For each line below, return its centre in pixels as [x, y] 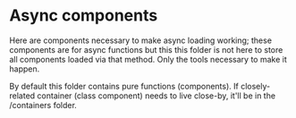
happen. [25, 69]
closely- [255, 86]
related [22, 96]
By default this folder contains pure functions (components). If [124, 86]
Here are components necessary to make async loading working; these [141, 40]
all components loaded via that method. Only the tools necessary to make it [148, 59]
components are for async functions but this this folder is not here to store [146, 49]
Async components [84, 16]
